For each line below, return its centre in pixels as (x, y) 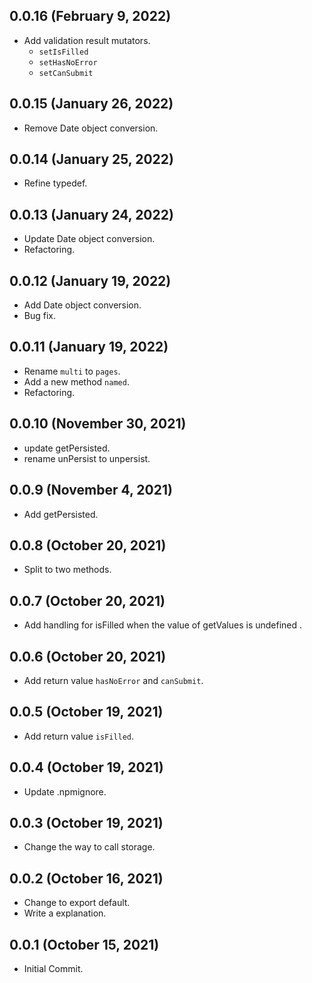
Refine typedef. (55, 183)
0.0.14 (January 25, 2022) (91, 159)
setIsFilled (63, 52)
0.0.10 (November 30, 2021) (98, 424)
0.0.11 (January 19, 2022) (89, 347)
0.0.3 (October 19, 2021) (86, 822)
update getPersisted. (67, 448)
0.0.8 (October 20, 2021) (88, 545)
